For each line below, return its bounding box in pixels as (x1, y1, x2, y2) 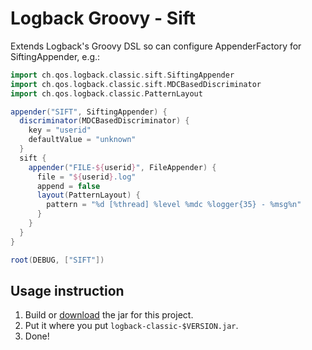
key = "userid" (28, 125, 92, 136)
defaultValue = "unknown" (28, 135, 137, 145)
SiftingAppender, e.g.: (10, 50, 101, 62)
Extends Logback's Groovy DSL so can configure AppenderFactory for (10, 40, 302, 52)
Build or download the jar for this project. (24, 309, 194, 321)
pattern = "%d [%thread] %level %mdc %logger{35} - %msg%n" (46, 200, 302, 210)
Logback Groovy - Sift (10, 7, 197, 30)
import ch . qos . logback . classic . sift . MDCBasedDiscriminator (10, 79, 262, 89)
